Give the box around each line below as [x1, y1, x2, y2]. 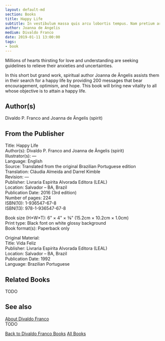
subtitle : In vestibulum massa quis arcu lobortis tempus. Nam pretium [5, 21, 155, 26]
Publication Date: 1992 [5, 256, 51, 262]
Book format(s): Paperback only [5, 225, 70, 232]
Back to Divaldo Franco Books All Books [5, 331, 86, 337]
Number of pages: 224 [5, 195, 52, 201]
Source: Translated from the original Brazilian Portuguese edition [5, 164, 136, 170]
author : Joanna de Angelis [5, 26, 60, 31]
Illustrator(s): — [5, 153, 37, 159]
